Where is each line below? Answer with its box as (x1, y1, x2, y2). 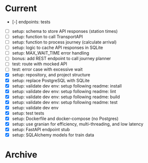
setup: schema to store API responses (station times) (12, 28, 118, 34)
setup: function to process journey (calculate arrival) (12, 39, 117, 45)
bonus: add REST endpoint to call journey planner (12, 56, 111, 61)
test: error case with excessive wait (12, 66, 83, 73)
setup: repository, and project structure (12, 72, 90, 78)
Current (5, 3, 37, 14)
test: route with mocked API (12, 61, 68, 67)
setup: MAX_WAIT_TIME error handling (12, 50, 89, 56)
